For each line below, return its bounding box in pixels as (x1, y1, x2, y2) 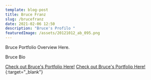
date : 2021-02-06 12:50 (5, 21, 55, 26)
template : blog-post (5, 7, 49, 12)
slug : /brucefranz (5, 16, 44, 21)
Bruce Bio (5, 54, 26, 60)
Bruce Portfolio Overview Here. (5, 44, 70, 50)
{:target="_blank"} (5, 69, 43, 75)
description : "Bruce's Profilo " (5, 26, 75, 31)
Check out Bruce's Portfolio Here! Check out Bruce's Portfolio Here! (5, 63, 146, 69)
